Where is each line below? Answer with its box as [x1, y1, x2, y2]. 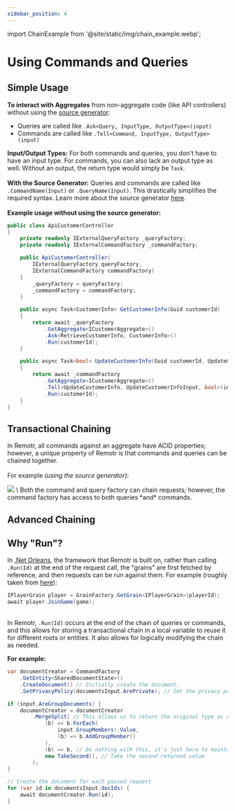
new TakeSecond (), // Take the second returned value [44, 752, 205, 760]
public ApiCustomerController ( [20, 254, 111, 262]
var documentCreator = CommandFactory [7, 668, 120, 676]
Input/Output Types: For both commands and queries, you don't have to [7, 149, 217, 157]
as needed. [7, 641, 40, 650]
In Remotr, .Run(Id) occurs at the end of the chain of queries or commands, [7, 619, 226, 627]
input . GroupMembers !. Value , [57, 727, 139, 734]
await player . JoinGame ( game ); [7, 598, 96, 605]
